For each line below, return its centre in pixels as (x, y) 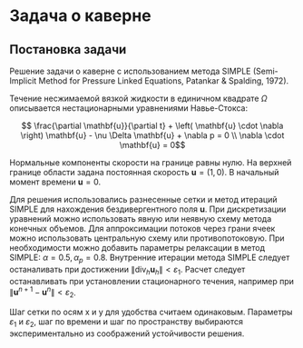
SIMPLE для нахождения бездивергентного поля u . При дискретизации (148, 209)
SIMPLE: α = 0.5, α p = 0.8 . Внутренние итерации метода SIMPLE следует (150, 258)
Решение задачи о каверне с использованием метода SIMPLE (130, 71)
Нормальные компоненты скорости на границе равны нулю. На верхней (151, 163)
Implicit (23, 81)
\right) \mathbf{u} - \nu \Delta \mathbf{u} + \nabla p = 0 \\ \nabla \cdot (152, 135)
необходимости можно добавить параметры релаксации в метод (137, 248)
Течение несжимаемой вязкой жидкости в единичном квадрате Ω (138, 98)
